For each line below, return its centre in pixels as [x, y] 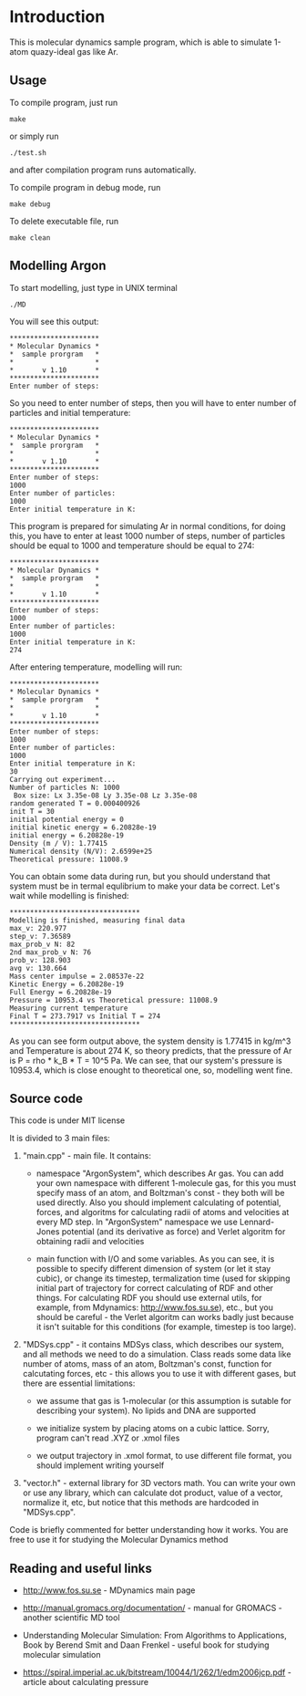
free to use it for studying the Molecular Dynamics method [119, 1540]
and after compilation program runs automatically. [103, 170]
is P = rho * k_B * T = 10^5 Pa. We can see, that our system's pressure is [146, 1060]
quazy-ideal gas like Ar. [74, 51]
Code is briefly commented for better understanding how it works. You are [149, 1530]
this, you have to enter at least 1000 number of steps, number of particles [147, 536]
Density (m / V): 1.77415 [58, 843]
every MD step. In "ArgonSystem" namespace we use [137, 1222]
